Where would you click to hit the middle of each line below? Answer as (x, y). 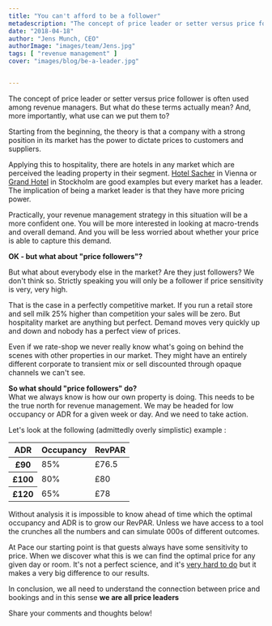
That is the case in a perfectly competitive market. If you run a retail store (131, 304)
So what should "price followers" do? (73, 388)
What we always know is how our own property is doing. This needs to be (132, 397)
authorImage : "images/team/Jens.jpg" (72, 46)
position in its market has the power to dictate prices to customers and (126, 140)
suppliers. (25, 149)
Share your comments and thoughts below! (80, 613)
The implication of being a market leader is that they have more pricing (126, 190)
